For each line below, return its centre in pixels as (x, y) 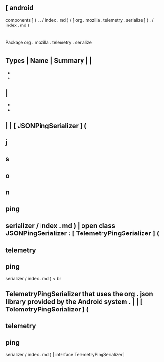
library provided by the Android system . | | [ (74, 301)
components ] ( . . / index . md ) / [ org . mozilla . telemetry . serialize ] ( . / (80, 20)
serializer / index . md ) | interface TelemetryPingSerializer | (65, 354)
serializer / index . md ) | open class (61, 226)
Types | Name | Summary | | (49, 61)
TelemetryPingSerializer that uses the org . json (79, 294)
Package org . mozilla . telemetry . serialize (49, 42)
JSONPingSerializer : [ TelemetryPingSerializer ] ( (82, 233)
